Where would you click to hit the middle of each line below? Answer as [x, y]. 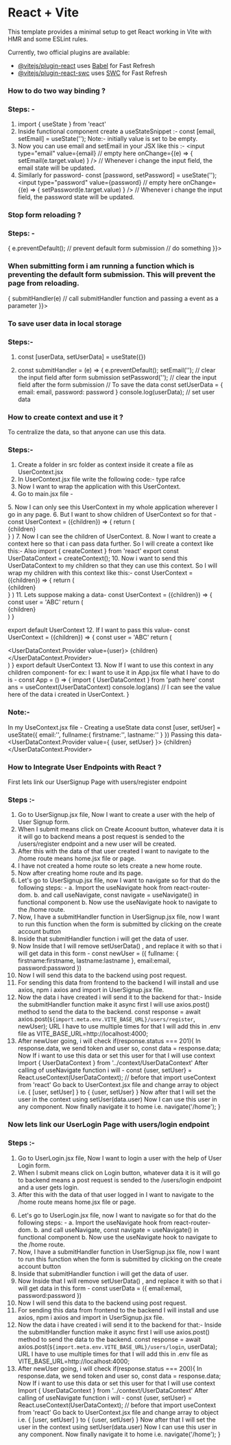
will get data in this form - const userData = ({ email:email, [100, 1288]
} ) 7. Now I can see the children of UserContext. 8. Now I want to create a [112, 537]
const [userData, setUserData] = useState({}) [82, 357]
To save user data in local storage [65, 323]
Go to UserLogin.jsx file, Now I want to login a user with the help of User [120, 1158]
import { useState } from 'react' [62, 124]
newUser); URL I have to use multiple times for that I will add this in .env [119, 1027]
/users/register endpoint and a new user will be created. [97, 844]
